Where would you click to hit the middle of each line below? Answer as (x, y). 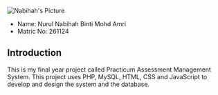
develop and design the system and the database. (79, 84)
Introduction (35, 53)
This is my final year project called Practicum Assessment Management (109, 70)
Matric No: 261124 (43, 31)
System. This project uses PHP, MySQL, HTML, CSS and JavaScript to (107, 76)
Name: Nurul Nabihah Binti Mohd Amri (72, 24)
